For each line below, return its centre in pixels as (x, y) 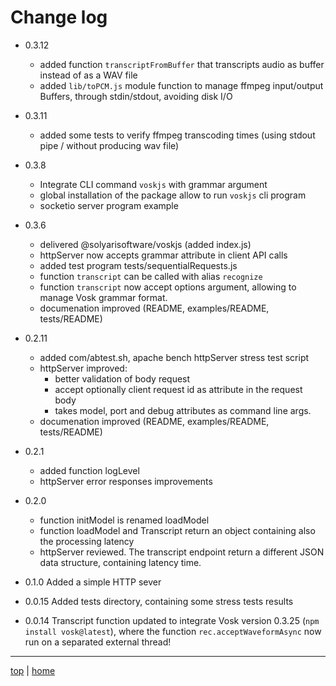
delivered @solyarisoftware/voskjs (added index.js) (145, 244)
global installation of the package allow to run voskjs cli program (173, 195)
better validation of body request (122, 378)
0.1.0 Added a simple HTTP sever (93, 582)
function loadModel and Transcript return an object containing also (177, 530)
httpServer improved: (83, 368)
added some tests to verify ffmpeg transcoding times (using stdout (177, 135)
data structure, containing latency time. (120, 562)
